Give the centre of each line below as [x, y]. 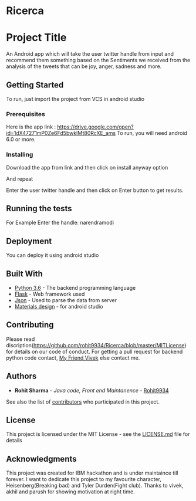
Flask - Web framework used [50, 294]
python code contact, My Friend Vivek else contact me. [73, 358]
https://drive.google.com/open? [95, 127]
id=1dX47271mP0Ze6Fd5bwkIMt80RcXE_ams [61, 133]
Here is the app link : [31, 127]
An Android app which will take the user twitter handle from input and [90, 54]
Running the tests [39, 209]
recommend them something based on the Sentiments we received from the [98, 60]
